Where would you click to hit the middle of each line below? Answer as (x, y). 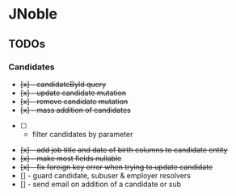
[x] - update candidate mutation (73, 93)
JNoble (33, 14)
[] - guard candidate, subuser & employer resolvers (105, 175)
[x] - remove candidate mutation (74, 101)
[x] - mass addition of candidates (75, 110)
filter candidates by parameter (82, 134)
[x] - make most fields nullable (71, 158)
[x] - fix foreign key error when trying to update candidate (116, 167)
